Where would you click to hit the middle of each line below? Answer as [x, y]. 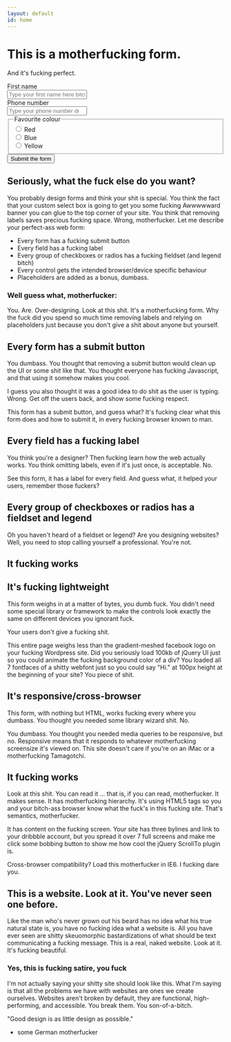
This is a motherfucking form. [94, 54]
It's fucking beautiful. [37, 950]
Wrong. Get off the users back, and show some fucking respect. [98, 399]
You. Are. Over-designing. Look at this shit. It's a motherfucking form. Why [113, 311]
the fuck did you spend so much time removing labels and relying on [104, 317]
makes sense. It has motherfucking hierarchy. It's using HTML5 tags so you [114, 801]
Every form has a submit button [76, 347]
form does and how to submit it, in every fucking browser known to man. [110, 419]
